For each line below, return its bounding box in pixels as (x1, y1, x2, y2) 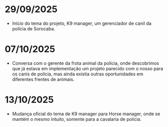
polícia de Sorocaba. (12, 25, 55, 31)
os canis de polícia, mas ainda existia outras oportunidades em (12, 71, 144, 77)
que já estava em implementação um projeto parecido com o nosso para (12, 65, 163, 71)
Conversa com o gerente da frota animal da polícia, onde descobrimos (12, 60, 159, 66)
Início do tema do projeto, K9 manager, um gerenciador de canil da (12, 20, 152, 26)
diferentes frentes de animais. (12, 76, 74, 82)
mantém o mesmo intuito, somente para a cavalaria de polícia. (12, 116, 142, 122)
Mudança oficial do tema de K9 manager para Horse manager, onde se (12, 110, 160, 117)
